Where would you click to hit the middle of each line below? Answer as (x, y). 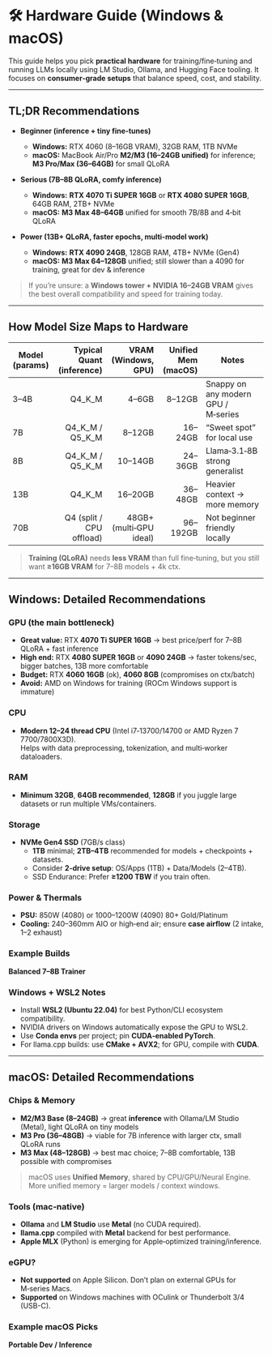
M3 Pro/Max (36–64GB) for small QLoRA (101, 164)
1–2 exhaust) (41, 932)
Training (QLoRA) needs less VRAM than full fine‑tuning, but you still (144, 558)
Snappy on (226, 383)
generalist (225, 471)
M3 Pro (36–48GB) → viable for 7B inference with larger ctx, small (130, 1135)
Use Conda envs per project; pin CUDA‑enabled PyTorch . (118, 1036)
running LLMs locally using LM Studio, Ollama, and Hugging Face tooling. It (134, 69)
